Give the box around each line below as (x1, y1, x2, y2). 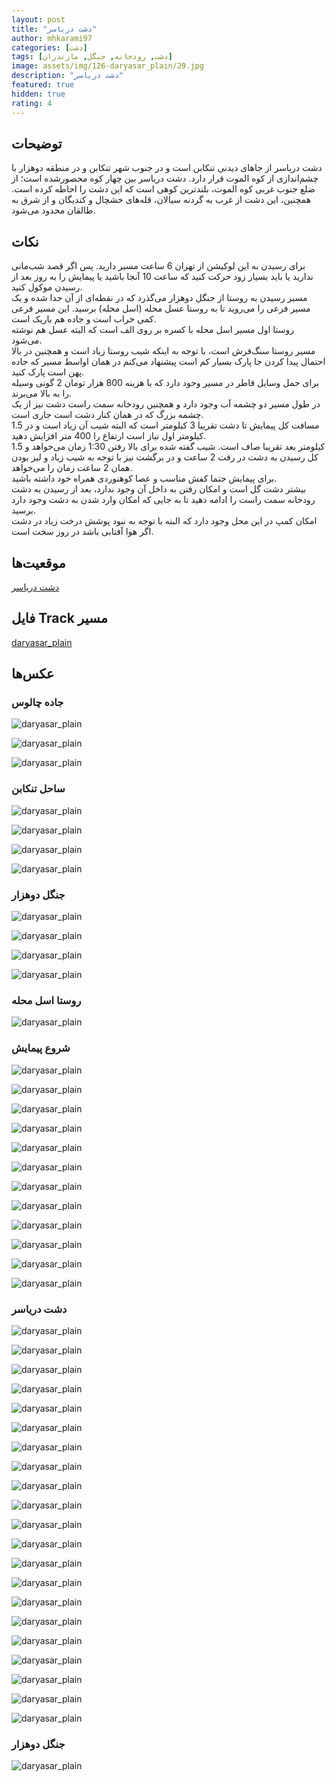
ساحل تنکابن (11, 782, 66, 796)
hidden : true (11, 89, 66, 99)
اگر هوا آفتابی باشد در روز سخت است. (11, 526, 154, 538)
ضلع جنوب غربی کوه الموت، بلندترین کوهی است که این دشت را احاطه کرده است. (11, 183, 316, 195)
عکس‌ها (11, 666, 55, 683)
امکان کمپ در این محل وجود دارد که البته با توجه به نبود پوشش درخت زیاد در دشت (11, 515, 318, 527)
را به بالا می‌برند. (11, 387, 73, 400)
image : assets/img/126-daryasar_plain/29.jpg (11, 61, 204, 71)
